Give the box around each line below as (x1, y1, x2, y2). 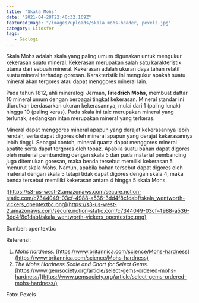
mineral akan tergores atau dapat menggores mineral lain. (6, 78, 147, 85)
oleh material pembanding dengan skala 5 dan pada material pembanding (6, 151, 187, 158)
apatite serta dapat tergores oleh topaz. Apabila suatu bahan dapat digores (6, 145, 190, 152)
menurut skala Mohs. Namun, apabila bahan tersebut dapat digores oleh (6, 164, 183, 171)
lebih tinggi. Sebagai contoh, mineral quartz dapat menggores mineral (6, 139, 177, 146)
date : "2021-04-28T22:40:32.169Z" (6, 14, 92, 20)
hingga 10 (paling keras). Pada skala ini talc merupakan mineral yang (6, 108, 174, 115)
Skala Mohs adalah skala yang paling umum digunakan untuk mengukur (6, 53, 182, 59)
